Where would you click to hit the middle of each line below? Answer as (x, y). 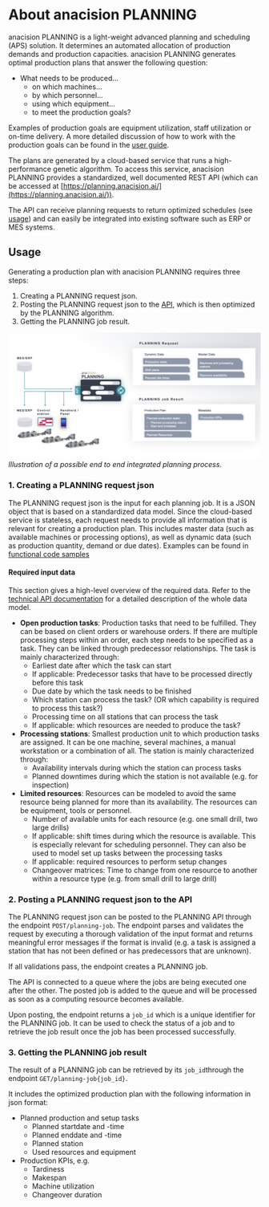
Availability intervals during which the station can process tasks (137, 767)
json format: (28, 1103)
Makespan (49, 1178)
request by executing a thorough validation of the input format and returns (131, 934)
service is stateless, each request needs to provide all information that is (128, 520)
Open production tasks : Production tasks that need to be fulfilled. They (138, 623)
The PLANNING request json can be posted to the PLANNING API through (130, 917)
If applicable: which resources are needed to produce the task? (136, 725)
